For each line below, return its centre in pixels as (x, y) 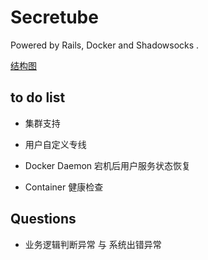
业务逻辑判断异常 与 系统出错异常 (93, 244)
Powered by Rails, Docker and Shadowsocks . (105, 45)
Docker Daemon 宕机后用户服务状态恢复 (108, 165)
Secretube (54, 17)
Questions (43, 219)
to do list (38, 97)
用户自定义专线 (55, 144)
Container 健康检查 (64, 187)
